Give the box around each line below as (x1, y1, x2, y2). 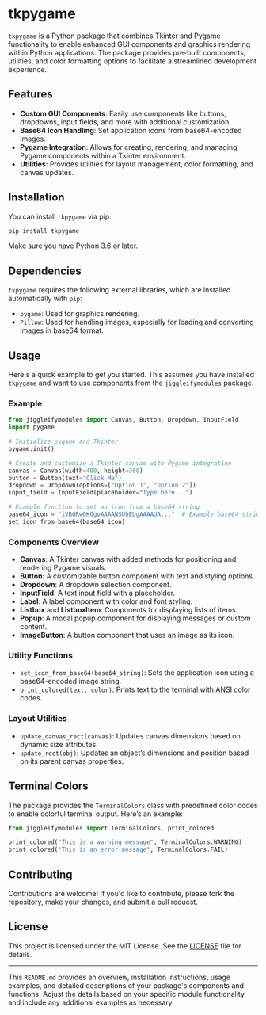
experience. (8, 64, 47, 74)
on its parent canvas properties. (19, 756, 124, 765)
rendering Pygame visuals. (19, 563, 107, 573)
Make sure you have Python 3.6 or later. (8, 241, 139, 250)
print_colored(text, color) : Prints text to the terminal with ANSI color (19, 685, 251, 694)
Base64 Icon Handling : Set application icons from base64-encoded (19, 125, 242, 135)
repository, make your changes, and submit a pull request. (8, 897, 198, 906)
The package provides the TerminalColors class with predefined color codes (8, 800, 258, 810)
